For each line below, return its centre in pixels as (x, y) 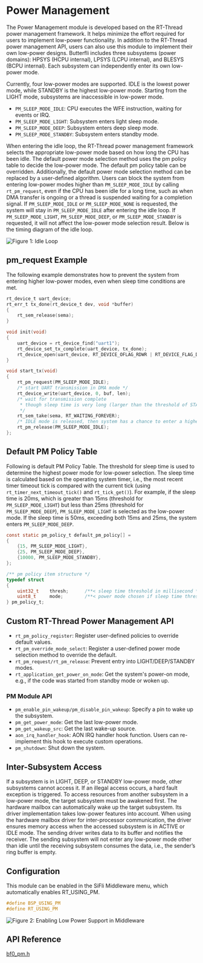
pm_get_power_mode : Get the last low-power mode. (76, 722)
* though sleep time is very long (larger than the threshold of (104, 405)
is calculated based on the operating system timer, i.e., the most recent (95, 479)
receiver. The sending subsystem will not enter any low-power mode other (99, 839)
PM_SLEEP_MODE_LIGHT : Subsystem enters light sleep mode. (87, 121)
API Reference (34, 940)
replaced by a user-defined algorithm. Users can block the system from (95, 178)
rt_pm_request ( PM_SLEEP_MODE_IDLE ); (63, 382)
